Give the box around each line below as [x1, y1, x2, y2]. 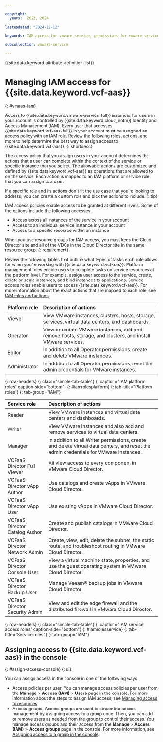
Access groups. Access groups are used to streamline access [12, 706, 136, 711]
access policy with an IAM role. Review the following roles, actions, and [5, 133, 148, 139]
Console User [7, 569, 39, 576]
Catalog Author [7, 529, 42, 536]
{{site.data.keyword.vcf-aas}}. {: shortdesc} [5, 144, 93, 149]
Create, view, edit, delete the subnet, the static [48, 537, 154, 544]
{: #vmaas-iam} [5, 103, 36, 109]
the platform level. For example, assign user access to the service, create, [5, 272, 153, 278]
